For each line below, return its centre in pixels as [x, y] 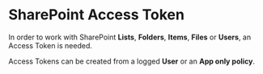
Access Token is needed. [51, 45]
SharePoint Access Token [96, 15]
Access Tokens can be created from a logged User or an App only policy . [132, 61]
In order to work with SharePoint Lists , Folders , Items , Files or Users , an [130, 37]
